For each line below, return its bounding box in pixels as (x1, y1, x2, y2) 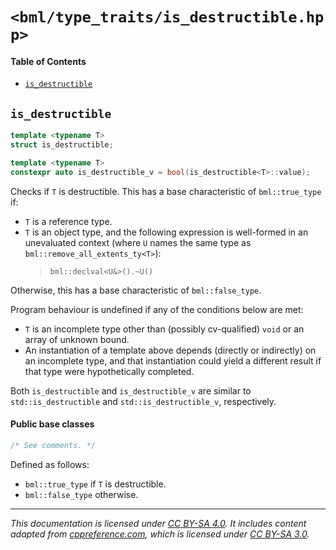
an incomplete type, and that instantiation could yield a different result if (24, 354, 322, 367)
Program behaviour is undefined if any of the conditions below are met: (10, 303, 304, 315)
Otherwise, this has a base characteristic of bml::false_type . (10, 284, 262, 296)
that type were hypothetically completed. (24, 365, 195, 377)
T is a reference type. (24, 215, 113, 227)
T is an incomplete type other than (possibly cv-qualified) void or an (24, 323, 305, 335)
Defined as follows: (10, 458, 90, 470)
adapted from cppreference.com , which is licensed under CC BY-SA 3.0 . (10, 528, 310, 540)
